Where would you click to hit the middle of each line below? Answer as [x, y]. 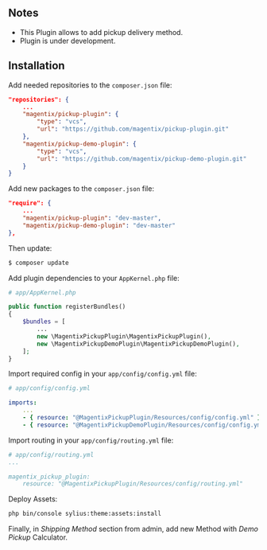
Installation [37, 66]
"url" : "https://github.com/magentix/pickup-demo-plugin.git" [142, 158]
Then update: [30, 248]
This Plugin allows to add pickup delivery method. [101, 32]
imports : [23, 403]
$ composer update [39, 263]
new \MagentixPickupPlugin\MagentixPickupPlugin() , [124, 336]
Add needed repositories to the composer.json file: [90, 85]
